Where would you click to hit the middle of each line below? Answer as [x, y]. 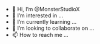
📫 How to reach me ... [40, 35]
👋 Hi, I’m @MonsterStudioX [46, 9]
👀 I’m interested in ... [38, 15]
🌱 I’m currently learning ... [44, 22]
